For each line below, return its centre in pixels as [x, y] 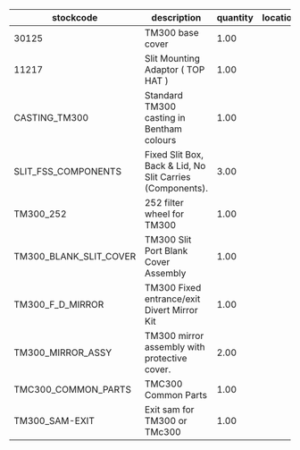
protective [166, 358]
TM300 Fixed [173, 288]
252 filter [164, 203]
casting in [165, 118]
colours [160, 140]
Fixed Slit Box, [174, 154]
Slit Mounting [172, 59]
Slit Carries [167, 177]
